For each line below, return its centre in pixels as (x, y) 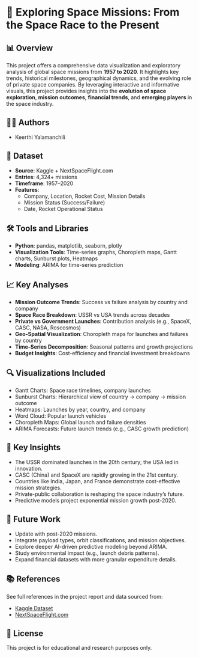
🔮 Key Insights (34, 448)
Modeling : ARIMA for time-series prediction (69, 265)
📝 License (25, 633)
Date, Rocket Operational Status (63, 209)
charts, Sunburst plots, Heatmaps (56, 258)
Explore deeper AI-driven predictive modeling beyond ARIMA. (91, 546)
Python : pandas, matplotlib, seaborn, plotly (68, 246)
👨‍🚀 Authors (28, 123)
